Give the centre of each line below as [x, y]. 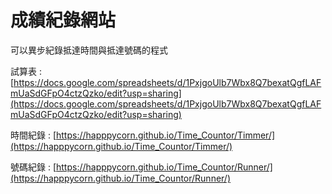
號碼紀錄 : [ [33, 167]
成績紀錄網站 [63, 20]
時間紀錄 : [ [33, 135]
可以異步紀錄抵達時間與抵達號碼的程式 [89, 50]
